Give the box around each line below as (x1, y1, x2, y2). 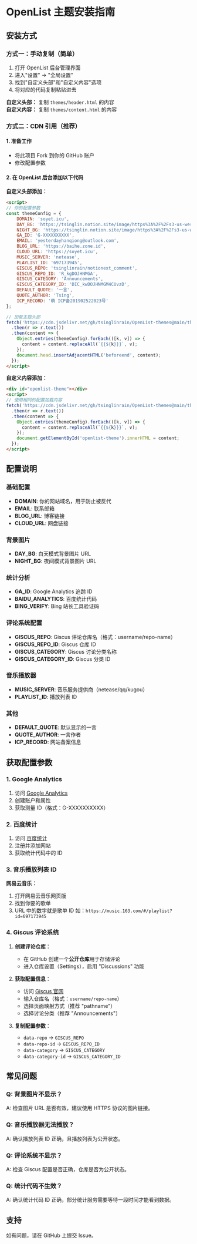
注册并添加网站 (14, 842, 51, 849)
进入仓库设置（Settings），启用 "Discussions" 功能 (23, 963, 145, 970)
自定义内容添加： (6, 374, 47, 382)
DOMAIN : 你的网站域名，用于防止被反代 (14, 497, 111, 505)
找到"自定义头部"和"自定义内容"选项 (14, 79, 101, 86)
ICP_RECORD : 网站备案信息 (14, 738, 81, 746)
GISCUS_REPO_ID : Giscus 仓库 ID (14, 641, 97, 648)
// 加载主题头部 (6, 314, 40, 320)
